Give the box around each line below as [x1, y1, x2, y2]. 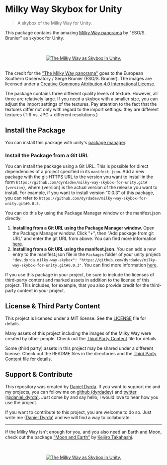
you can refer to [5, 195, 38, 201]
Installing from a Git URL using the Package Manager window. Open [12, 225, 155, 231]
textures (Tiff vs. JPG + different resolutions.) [5, 111, 98, 118]
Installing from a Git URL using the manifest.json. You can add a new [12, 246, 156, 252]
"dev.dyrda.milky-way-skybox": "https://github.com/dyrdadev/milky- [12, 258, 158, 263]
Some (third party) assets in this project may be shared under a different [5, 345, 153, 351]
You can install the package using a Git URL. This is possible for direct [5, 163, 149, 169]
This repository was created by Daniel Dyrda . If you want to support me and [5, 383, 161, 390]
